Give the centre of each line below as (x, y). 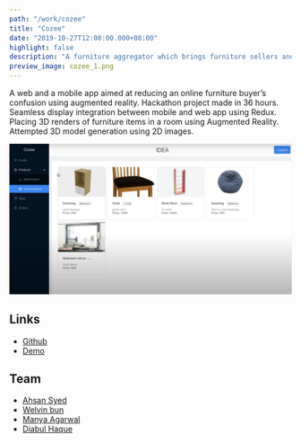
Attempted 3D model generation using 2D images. (102, 131)
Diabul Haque (47, 429)
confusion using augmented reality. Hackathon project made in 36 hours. (144, 102)
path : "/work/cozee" (48, 19)
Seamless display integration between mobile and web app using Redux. (143, 112)
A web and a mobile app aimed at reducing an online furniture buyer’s (138, 93)
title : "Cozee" (38, 28)
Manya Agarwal (51, 420)
